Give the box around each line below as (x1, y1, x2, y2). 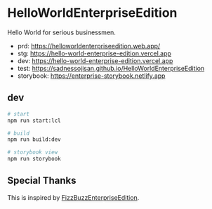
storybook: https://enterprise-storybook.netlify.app (17, 72, 166, 80)
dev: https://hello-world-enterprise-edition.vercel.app (17, 56, 173, 65)
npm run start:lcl (7, 117, 61, 124)
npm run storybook (7, 156, 61, 163)
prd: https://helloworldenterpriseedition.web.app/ (17, 41, 161, 50)
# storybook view (7, 149, 58, 156)
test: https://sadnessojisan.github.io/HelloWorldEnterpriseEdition (17, 64, 205, 72)
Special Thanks (7, 175, 77, 187)
